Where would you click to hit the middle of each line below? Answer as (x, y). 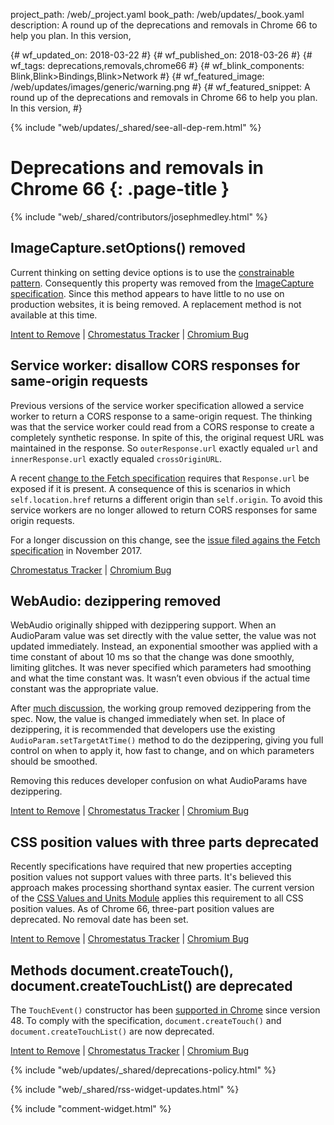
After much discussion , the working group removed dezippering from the (161, 708)
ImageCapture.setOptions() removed (128, 248)
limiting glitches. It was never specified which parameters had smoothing (161, 668)
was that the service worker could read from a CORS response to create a (162, 426)
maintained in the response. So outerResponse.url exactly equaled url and (164, 448)
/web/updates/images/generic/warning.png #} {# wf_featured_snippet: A (160, 87)
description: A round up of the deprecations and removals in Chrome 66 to (164, 25)
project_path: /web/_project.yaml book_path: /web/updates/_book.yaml (157, 14)
